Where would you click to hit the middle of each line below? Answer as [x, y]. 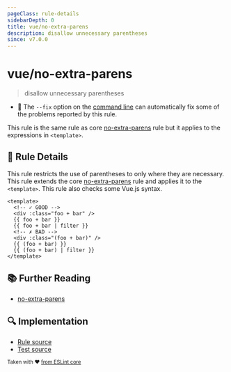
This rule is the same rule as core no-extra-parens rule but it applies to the [114, 128]
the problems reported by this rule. [67, 114]
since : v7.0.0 [28, 40]
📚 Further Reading [49, 278]
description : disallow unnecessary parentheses [78, 33]
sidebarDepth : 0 [31, 20]
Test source [34, 349]
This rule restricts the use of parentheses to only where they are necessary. [116, 173]
